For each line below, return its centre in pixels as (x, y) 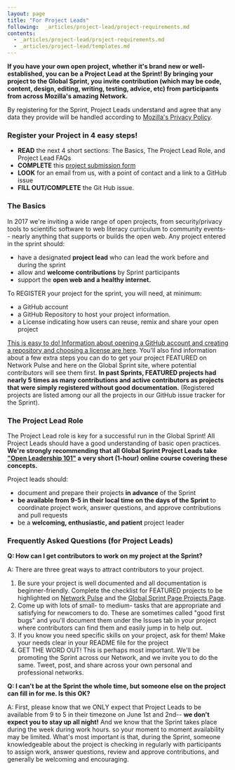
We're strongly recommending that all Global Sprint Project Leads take (112, 450)
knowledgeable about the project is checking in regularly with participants (114, 745)
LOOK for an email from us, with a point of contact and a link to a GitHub (122, 173)
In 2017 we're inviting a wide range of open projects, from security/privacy (115, 221)
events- (215, 229)
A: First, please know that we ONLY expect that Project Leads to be (105, 707)
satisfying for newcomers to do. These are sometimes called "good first (121, 613)
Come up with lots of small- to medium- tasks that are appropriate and (119, 606)
